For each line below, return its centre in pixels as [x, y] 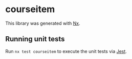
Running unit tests [35, 39]
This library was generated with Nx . [43, 23]
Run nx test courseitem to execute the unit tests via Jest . [66, 51]
